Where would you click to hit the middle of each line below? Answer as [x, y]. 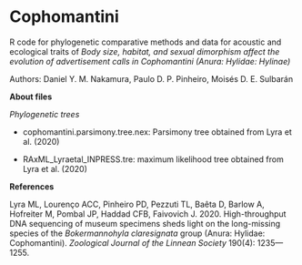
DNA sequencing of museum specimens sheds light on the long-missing [145, 223]
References [32, 186]
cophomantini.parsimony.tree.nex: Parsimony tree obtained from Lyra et [157, 132]
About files [31, 97]
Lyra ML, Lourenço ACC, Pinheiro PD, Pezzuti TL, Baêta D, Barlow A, [137, 204]
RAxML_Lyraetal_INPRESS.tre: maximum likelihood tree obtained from [153, 159]
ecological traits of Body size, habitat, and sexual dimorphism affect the [145, 51]
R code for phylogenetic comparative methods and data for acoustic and [146, 42]
